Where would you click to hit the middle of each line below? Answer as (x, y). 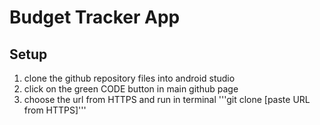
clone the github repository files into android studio (129, 78)
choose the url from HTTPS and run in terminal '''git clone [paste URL (167, 99)
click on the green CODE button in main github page (131, 89)
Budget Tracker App (95, 17)
